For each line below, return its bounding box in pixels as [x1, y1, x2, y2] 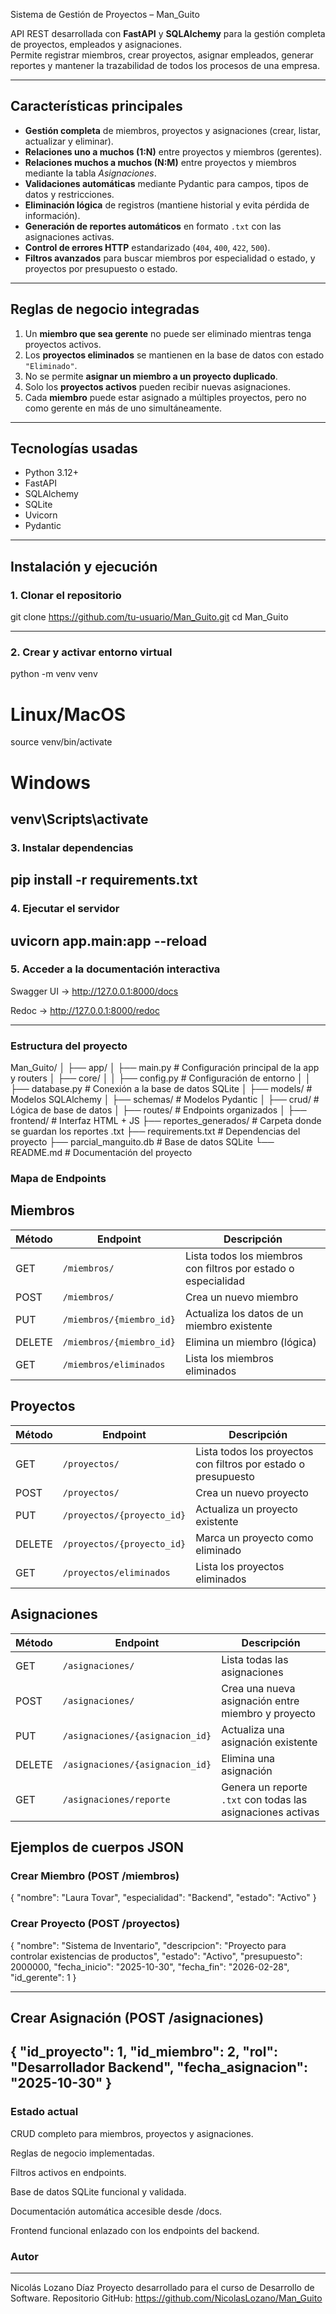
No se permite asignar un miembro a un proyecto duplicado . [24, 370, 278, 382]
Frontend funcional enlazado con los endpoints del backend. [10, 2224, 260, 2236]
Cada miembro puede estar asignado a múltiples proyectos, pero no [24, 391, 307, 403]
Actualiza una [221, 1722, 285, 1736]
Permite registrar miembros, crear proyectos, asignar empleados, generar [10, 49, 314, 61]
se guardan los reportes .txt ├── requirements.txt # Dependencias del [10, 1125, 301, 1138]
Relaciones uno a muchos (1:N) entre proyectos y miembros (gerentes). [24, 145, 323, 158]
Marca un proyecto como [195, 1530, 314, 1544]
